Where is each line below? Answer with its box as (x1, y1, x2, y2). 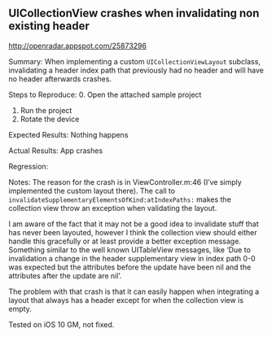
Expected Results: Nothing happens (8, 129, 129, 139)
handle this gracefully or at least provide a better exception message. (8, 236, 242, 246)
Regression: (8, 161, 49, 171)
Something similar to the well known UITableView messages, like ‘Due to (8, 244, 251, 255)
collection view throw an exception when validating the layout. (8, 203, 217, 212)
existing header (8, 20, 90, 33)
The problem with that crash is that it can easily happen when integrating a (8, 287, 260, 296)
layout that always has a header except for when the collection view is (8, 295, 244, 304)
